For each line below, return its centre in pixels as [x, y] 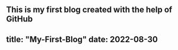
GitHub [20, 19]
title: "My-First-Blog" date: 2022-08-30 [82, 39]
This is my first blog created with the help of [89, 10]
